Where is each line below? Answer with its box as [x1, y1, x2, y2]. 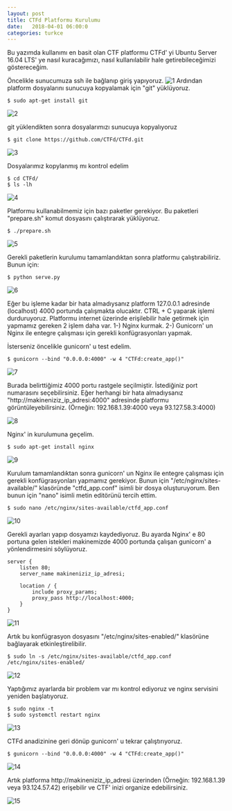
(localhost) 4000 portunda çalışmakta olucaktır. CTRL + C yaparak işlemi [7, 307, 215, 315]
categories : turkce [7, 29, 64, 37]
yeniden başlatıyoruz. [7, 692, 69, 700]
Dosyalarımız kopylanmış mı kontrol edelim [7, 162, 130, 170]
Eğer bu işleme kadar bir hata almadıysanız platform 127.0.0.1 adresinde [7, 299, 211, 308]
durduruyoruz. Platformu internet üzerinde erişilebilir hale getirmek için [7, 314, 209, 323]
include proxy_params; [32, 589, 98, 596]
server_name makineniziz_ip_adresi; [19, 571, 126, 578]
